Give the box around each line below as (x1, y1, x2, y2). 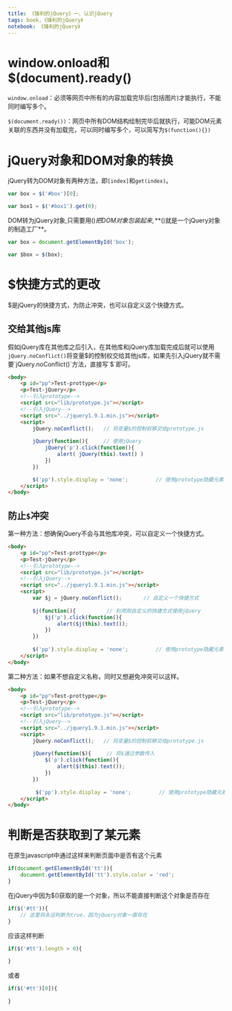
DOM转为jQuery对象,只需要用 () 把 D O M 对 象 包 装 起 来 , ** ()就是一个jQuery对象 (8, 216, 221, 225)
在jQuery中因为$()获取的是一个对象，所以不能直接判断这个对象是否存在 (8, 891, 211, 899)
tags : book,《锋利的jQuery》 (8, 17, 83, 23)
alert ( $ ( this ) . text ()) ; (56, 763, 126, 771)
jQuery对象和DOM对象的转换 (8, 153, 174, 168)
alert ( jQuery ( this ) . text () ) (56, 451, 144, 457)
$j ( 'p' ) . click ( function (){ (44, 614, 123, 621)
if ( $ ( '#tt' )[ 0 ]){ (8, 985, 58, 992)
